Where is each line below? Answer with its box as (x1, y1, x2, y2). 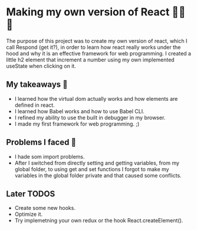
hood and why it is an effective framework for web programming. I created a (6, 50, 192, 57)
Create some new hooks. (14, 205, 75, 212)
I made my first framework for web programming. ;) (14, 120, 140, 127)
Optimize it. (14, 211, 43, 218)
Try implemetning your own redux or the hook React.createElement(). (14, 217, 183, 224)
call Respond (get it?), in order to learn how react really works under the (6, 44, 181, 51)
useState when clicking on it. (6, 62, 77, 70)
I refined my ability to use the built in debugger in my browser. (14, 114, 166, 121)
